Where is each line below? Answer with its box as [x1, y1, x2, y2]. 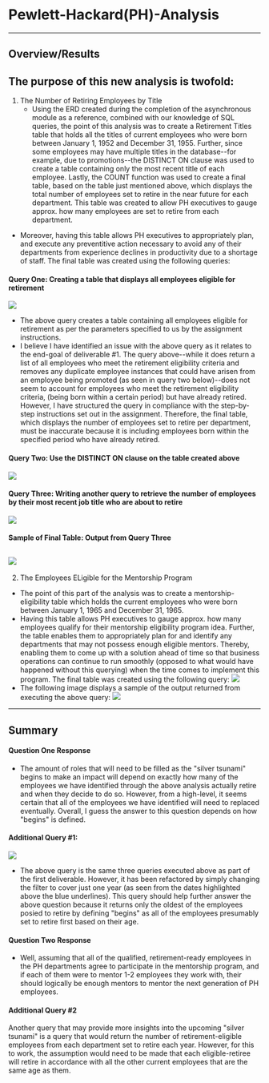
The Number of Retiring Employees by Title [19, 96, 163, 106]
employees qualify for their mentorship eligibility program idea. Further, [19, 622, 255, 632]
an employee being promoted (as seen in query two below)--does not [19, 375, 251, 385]
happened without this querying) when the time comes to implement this [19, 665, 260, 674]
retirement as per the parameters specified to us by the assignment [19, 324, 243, 334]
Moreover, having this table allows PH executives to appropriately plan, [19, 231, 255, 240]
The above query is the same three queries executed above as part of [19, 865, 251, 875]
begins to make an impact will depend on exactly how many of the [19, 771, 239, 782]
